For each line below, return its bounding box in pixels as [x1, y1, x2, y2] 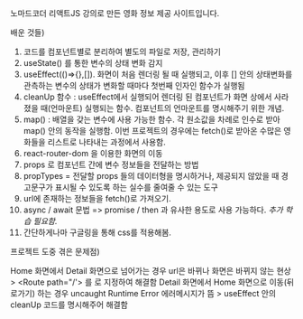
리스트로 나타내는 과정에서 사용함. [47, 136, 166, 147]
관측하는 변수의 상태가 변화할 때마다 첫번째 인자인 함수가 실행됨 [23, 80, 245, 90]
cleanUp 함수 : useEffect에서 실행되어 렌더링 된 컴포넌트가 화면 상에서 [23, 91, 272, 102]
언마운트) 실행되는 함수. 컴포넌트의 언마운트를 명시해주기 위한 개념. [50, 103, 285, 113]
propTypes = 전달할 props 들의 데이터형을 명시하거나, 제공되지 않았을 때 [23, 171, 280, 181]
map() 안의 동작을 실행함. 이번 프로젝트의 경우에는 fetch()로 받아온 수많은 [23, 126, 282, 136]
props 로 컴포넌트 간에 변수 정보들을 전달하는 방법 [23, 159, 199, 170]
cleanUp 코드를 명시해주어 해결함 [10, 299, 129, 310]
